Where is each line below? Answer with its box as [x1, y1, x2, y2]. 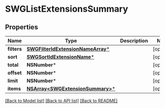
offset [7, 69, 22, 76]
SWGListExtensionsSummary [5, 3, 129, 15]
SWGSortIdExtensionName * [27, 54, 94, 60]
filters [7, 45, 22, 52]
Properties [5, 23, 38, 31]
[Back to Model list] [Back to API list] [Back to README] [5, 98, 118, 104]
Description [120, 38, 148, 44]
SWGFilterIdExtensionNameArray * [27, 45, 110, 52]
